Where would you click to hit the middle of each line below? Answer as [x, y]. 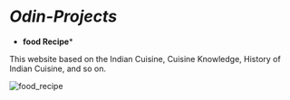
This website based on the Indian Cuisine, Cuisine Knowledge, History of [145, 59]
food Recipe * [48, 41]
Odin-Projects [63, 17]
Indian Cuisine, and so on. [58, 68]
